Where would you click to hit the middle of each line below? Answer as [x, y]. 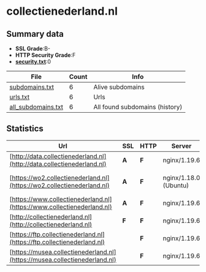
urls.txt [19, 97]
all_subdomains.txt [36, 107]
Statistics [25, 129]
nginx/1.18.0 [181, 178]
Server [181, 146]
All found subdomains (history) [138, 107]
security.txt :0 [33, 62]
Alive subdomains [119, 87]
